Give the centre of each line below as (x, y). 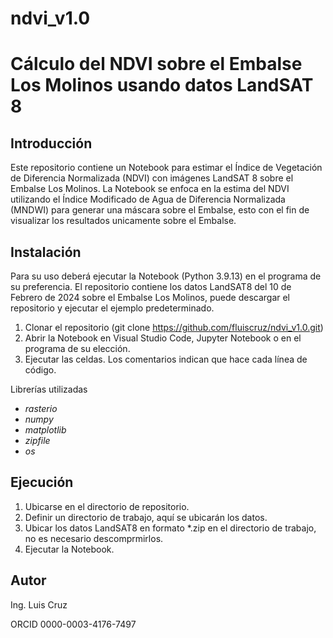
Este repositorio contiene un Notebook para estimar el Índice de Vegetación (166, 168)
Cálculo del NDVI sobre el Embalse (156, 64)
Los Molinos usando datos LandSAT (162, 85)
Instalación (46, 252)
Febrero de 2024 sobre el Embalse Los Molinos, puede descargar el (150, 297)
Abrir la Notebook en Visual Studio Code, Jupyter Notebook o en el (163, 338)
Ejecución (42, 482)
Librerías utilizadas (49, 389)
